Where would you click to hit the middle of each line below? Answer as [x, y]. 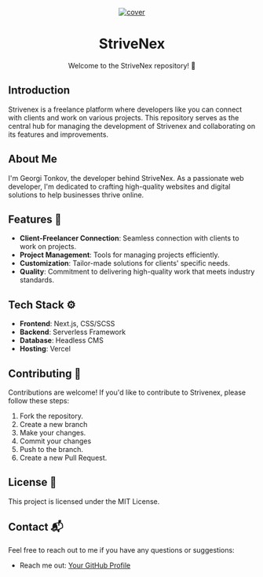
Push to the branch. [51, 449]
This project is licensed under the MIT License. [84, 501]
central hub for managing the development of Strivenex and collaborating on [132, 126]
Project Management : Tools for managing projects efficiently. [119, 255]
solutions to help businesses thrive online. [76, 195]
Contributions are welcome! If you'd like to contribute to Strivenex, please [127, 392]
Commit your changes [55, 441]
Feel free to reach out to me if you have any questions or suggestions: [121, 549]
